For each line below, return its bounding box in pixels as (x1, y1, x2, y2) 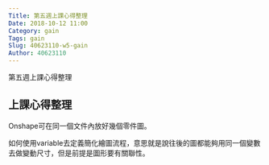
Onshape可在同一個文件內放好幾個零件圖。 (8, 121, 151, 130)
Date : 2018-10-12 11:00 (8, 19, 89, 27)
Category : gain (8, 27, 60, 35)
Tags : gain (8, 34, 45, 43)
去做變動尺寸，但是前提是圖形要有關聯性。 (8, 148, 150, 158)
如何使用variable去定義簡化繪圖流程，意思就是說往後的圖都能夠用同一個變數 (8, 138, 261, 147)
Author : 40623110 (8, 49, 67, 57)
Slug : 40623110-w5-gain (8, 42, 89, 50)
